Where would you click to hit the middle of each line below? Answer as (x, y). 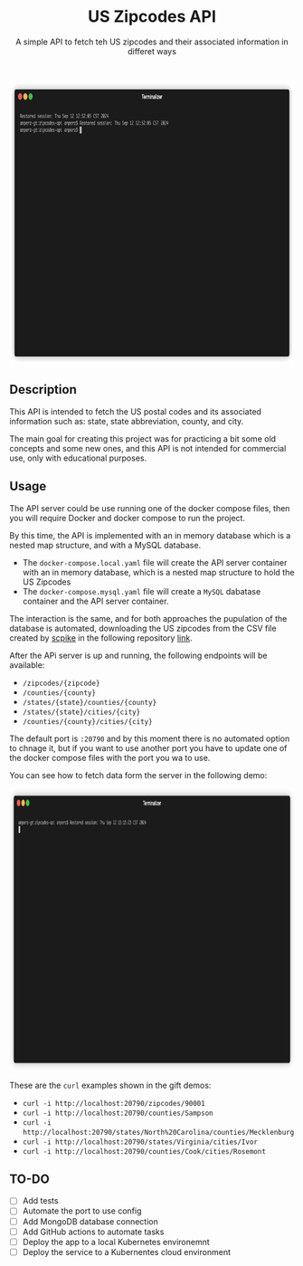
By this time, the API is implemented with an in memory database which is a (150, 535)
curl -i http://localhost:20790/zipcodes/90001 (114, 1103)
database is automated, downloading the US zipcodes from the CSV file (143, 628)
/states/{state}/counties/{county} (90, 702)
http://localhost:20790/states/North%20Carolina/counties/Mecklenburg (158, 1132)
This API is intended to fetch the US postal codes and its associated (136, 411)
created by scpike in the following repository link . (101, 638)
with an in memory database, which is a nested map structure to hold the (158, 572)
